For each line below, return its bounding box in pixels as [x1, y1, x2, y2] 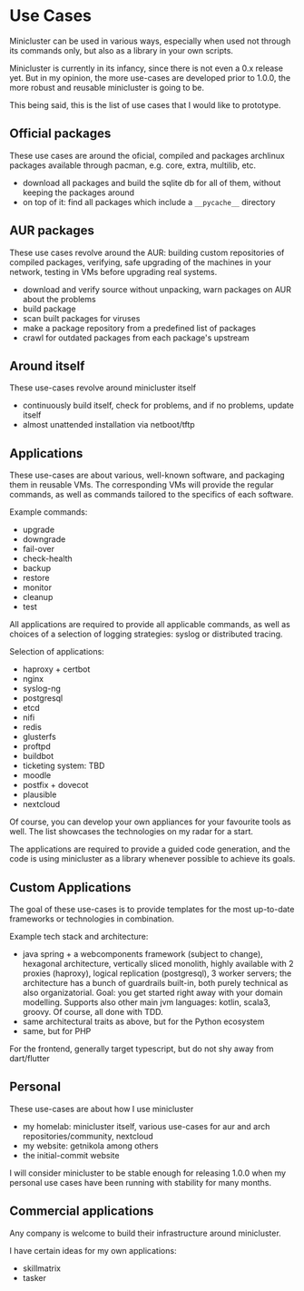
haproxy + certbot [22, 664, 91, 675]
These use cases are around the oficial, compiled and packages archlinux [9, 150, 286, 161]
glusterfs [22, 732, 56, 743]
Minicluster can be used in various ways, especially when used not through [9, 35, 291, 46]
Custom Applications [9, 880, 132, 895]
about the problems [22, 293, 97, 304]
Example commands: [9, 507, 88, 517]
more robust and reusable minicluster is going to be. [9, 82, 205, 93]
